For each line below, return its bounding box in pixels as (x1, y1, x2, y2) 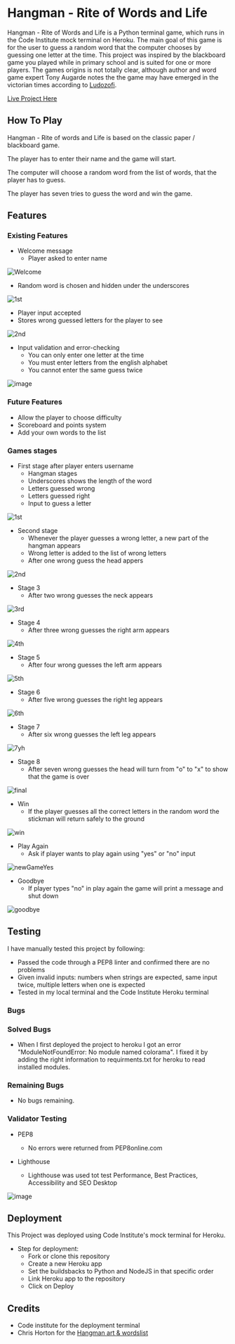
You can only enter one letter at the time (27, 351, 145, 360)
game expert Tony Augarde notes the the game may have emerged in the (7, 73, 219, 82)
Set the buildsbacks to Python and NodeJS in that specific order (27, 1267, 214, 1276)
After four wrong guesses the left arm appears (27, 660, 163, 670)
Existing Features (7, 231, 68, 241)
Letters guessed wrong (27, 484, 95, 493)
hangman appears (27, 541, 81, 550)
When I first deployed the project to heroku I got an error (17, 1041, 181, 1049)
